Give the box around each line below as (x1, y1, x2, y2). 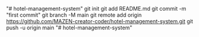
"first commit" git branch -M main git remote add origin (6, 11, 142, 18)
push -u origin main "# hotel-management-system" (6, 24, 133, 31)
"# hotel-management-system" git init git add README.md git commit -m (6, 5, 186, 12)
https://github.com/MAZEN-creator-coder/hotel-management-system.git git (6, 18, 193, 24)
